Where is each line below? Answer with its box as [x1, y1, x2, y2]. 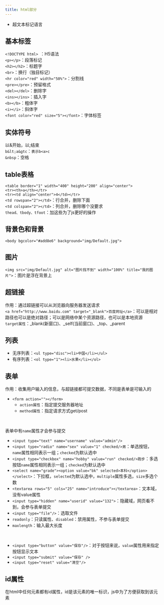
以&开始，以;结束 [5, 142, 40, 148]
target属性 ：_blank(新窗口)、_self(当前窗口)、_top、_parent [5, 320, 125, 326]
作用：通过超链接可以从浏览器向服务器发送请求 [5, 302, 100, 308]
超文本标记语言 [12, 21, 43, 27]
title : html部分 [5, 7, 37, 12]
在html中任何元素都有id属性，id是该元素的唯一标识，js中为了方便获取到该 [5, 588, 154, 595]
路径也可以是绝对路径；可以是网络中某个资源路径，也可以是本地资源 [5, 314, 143, 320]
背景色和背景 [5, 225, 44, 233]
